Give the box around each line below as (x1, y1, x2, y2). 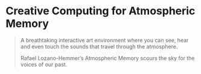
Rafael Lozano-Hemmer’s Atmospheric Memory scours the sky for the (20, 54, 195, 61)
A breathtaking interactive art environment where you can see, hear (20, 36, 189, 44)
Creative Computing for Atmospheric (5, 4, 196, 18)
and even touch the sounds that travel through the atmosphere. (20, 43, 178, 50)
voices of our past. (20, 61, 68, 68)
